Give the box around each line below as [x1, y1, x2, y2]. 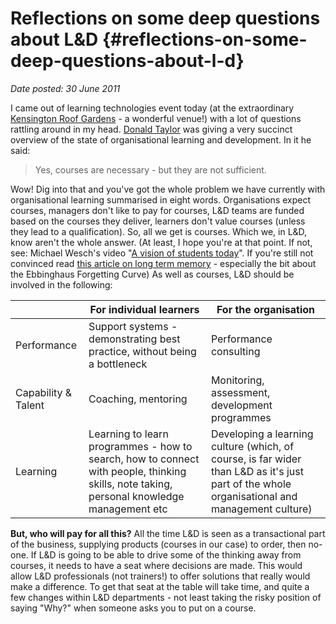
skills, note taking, [88, 477, 173, 491]
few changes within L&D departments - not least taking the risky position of [10, 591, 322, 603]
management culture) [210, 502, 313, 516]
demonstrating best [88, 332, 181, 346]
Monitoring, [210, 373, 265, 387]
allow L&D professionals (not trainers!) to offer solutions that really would [10, 570, 311, 582]
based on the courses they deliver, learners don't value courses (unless [10, 215, 306, 227]
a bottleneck [88, 357, 148, 371]
